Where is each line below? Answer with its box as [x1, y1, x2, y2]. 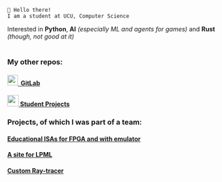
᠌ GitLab [17, 79, 40, 87]
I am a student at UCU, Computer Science [7, 13, 130, 20]
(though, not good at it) [7, 32, 75, 40]
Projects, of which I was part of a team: [7, 117, 142, 127]
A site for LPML [7, 151, 52, 159]
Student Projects [20, 100, 70, 108]
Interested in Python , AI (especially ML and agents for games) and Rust [7, 25, 215, 33]
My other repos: [7, 56, 63, 66]
